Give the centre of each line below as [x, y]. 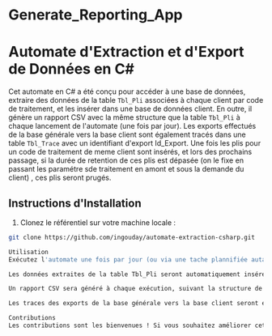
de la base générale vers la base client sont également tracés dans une [127, 134]
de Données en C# [72, 69]
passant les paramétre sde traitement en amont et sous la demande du [126, 169]
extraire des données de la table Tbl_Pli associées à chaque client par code [136, 100]
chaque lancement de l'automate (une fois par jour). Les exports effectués [132, 126]
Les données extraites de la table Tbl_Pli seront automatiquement [125, 274]
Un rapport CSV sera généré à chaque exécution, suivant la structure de [136, 289]
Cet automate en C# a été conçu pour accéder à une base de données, [127, 91]
